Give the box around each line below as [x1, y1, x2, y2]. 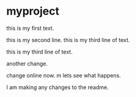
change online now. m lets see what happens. [6, 71, 121, 79]
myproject [6, 4, 60, 18]
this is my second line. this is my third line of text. [6, 36, 130, 43]
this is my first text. [6, 24, 54, 32]
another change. [6, 60, 48, 67]
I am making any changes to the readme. [6, 84, 109, 91]
